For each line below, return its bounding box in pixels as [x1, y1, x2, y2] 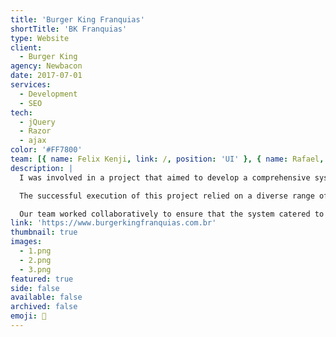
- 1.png [19, 246, 52, 256]
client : [10, 42, 43, 53]
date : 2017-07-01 [10, 71, 83, 81]
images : [10, 237, 43, 247]
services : [10, 80, 52, 90]
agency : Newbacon [10, 61, 83, 71]
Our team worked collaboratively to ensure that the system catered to [19, 209, 325, 219]
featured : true [10, 274, 74, 284]
